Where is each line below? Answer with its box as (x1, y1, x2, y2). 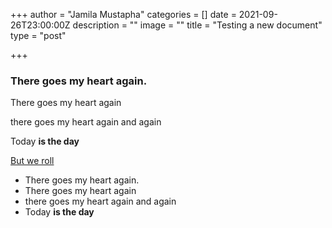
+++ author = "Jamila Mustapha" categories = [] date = (10, 9, 237, 20)
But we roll (10, 155, 55, 167)
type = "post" (10, 30, 67, 41)
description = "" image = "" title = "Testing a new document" (72, 19, 323, 31)
